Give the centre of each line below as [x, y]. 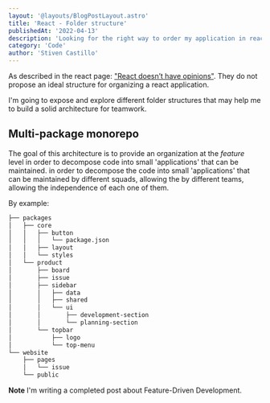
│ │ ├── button [41, 233]
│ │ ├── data [45, 293]
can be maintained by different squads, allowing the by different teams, [126, 179]
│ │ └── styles [41, 255]
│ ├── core [30, 225]
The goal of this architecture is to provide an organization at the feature [127, 153]
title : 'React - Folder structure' [68, 23]
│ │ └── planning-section [73, 323]
